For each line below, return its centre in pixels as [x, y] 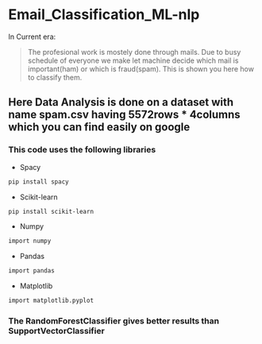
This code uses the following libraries [82, 150]
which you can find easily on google [99, 128]
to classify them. [55, 77]
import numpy [30, 241]
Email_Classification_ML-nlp [104, 15]
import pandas [32, 271]
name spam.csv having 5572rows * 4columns [124, 115]
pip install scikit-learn [51, 211]
